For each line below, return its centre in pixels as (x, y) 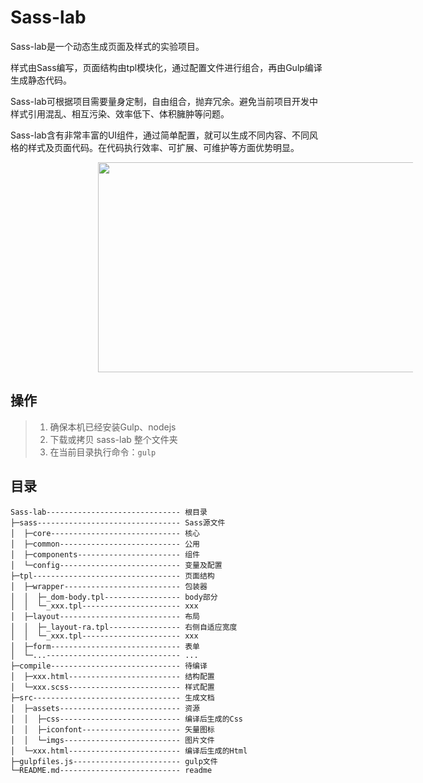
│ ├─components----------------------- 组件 (105, 554)
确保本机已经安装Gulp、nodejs (113, 427)
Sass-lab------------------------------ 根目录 (109, 512)
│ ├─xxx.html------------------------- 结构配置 (112, 676)
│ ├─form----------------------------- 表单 (105, 646)
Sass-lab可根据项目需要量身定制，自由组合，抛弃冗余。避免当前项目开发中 (164, 101)
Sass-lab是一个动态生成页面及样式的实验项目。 (107, 46)
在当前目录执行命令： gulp (103, 452)
